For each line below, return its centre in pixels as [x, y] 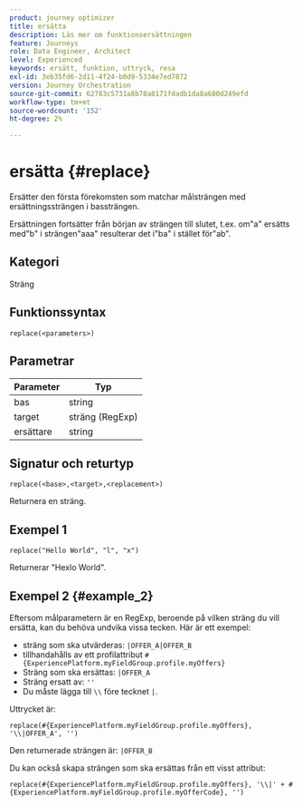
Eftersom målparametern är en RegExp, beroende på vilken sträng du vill [145, 617]
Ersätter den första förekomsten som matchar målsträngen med [127, 197]
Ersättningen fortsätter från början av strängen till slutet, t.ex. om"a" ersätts [150, 224]
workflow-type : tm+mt [50, 102]
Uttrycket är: [33, 709]
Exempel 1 [38, 530]
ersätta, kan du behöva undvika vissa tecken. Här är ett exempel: [130, 627]
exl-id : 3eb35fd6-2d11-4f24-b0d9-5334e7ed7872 [99, 77]
